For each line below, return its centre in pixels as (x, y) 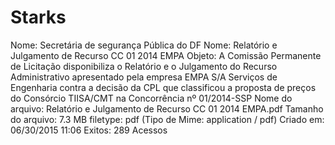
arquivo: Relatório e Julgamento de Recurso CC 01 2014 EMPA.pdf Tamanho (167, 108)
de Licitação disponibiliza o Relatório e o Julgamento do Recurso (144, 66)
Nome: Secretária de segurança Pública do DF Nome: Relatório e (144, 45)
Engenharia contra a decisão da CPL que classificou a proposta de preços (163, 87)
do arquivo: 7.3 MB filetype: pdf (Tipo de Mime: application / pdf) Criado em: (167, 119)
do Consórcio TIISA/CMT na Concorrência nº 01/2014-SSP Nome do (151, 98)
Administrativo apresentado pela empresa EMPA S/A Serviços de (144, 77)
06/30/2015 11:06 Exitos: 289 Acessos (89, 130)
